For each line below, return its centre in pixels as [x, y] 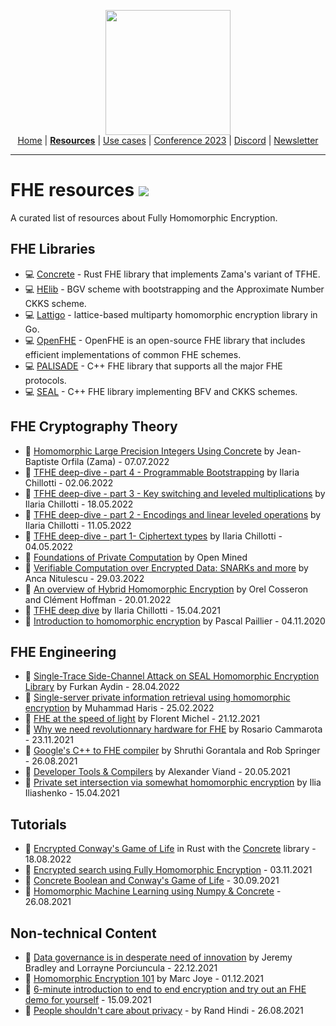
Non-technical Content [83, 933]
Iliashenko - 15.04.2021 [72, 793]
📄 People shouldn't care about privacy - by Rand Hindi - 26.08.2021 [164, 1010]
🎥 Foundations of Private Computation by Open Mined [136, 557]
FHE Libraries [53, 249]
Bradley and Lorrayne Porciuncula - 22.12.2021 [121, 968]
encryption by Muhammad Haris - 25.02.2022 [119, 708]
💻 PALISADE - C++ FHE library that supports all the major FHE [153, 366]
